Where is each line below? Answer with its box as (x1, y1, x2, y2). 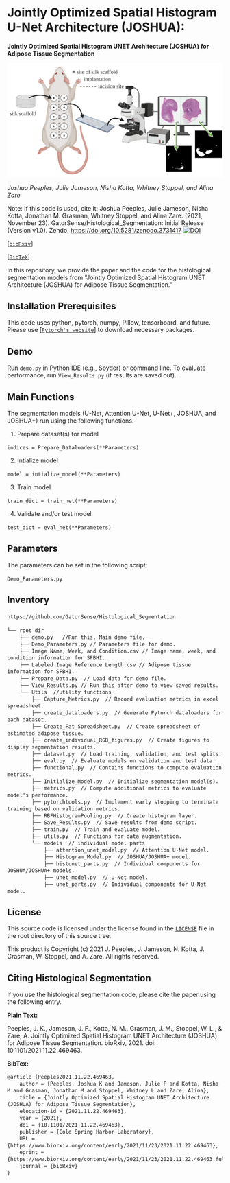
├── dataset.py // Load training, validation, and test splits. (31, 750, 222, 758)
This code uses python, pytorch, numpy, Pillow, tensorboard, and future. (7, 318, 211, 327)
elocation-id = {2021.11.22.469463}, (19, 1108, 127, 1115)
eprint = (19, 1149, 44, 1156)
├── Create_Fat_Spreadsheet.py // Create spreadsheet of (31, 723, 201, 730)
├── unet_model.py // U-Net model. (43, 874, 149, 881)
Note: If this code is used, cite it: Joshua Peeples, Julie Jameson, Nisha (7, 204, 209, 212)
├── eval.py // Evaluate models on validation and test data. (31, 757, 216, 764)
